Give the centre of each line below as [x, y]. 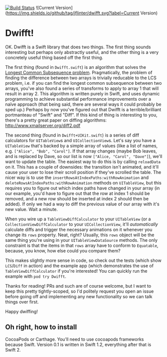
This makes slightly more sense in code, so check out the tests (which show [83, 260]
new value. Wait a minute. [32, 209]
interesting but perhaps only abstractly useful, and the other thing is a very [82, 52]
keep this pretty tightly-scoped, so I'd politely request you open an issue [80, 291]
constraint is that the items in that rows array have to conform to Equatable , [82, 245]
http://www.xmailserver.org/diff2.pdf [43, 125]
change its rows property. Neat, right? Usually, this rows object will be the [80, 235]
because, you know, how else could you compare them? [63, 251]
